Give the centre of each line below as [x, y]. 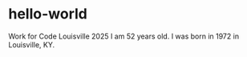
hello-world [48, 14]
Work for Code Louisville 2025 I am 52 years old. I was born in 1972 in [123, 36]
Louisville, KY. [32, 44]
